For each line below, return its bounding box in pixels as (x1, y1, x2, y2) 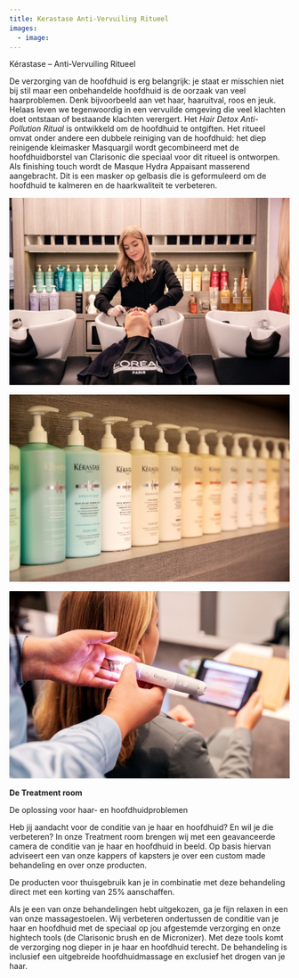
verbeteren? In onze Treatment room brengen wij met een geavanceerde (9, 831, 276, 842)
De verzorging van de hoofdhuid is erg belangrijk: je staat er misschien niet (9, 76, 285, 86)
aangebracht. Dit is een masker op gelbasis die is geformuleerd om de (9, 170, 267, 182)
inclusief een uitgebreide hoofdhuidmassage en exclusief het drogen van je (9, 950, 286, 962)
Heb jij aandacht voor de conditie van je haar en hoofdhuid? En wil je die (9, 821, 274, 833)
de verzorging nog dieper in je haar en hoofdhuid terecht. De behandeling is (9, 941, 287, 952)
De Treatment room (9, 787, 83, 798)
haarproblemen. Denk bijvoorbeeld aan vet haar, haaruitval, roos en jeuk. (9, 95, 276, 106)
